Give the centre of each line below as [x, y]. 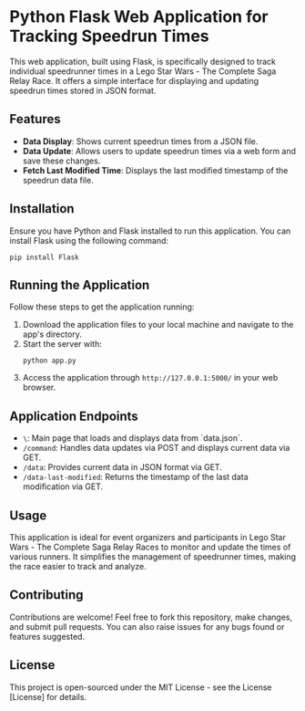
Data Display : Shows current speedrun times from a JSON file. [140, 141]
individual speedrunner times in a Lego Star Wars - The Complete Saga [143, 71]
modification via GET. [63, 486]
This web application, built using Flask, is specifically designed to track [142, 61]
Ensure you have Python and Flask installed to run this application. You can [150, 231]
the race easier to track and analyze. [78, 566]
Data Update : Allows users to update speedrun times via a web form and [159, 151]
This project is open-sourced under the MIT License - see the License [141, 687]
